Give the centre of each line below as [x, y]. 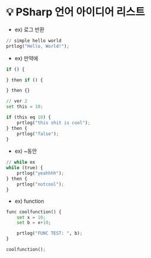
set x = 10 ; [31, 217]
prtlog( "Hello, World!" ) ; [38, 46]
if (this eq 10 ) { [28, 118]
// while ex [21, 163]
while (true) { [25, 168]
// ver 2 [17, 101]
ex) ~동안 [26, 151]
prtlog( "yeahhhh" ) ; [41, 173]
